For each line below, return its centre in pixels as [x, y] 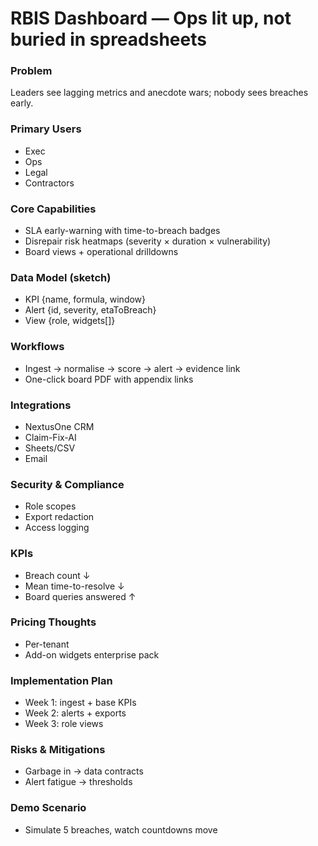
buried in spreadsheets [108, 39]
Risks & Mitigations [58, 750]
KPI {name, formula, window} [85, 299]
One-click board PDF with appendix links [109, 379]
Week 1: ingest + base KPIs [80, 703]
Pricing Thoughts [53, 622]
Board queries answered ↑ [80, 596]
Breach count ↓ [57, 575]
